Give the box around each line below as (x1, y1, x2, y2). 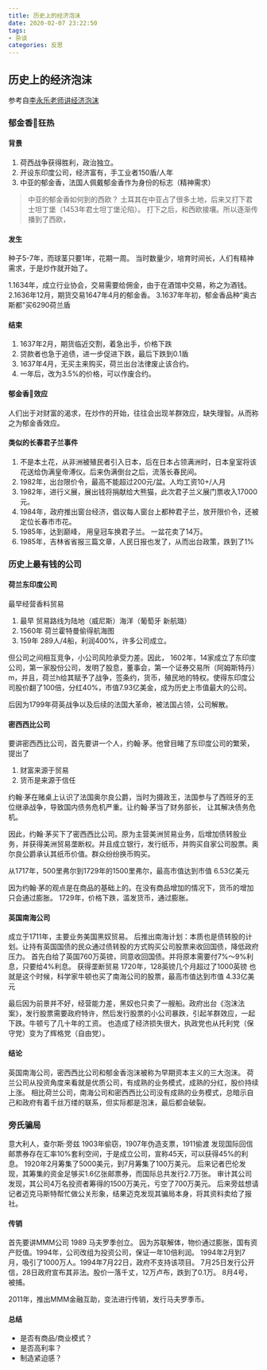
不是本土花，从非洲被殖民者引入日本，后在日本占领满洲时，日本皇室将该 (19, 457, 257, 466)
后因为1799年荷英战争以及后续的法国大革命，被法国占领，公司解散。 (8, 700, 233, 709)
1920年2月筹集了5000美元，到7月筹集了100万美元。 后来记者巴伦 (23, 1159, 240, 1168)
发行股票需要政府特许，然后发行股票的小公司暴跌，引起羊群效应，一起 (25, 1009, 256, 1019)
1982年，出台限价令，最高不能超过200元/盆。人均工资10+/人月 (19, 477, 226, 486)
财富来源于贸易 (19, 766, 69, 775)
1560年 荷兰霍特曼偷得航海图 (19, 626, 115, 635)
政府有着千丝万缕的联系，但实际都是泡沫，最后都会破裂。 (21, 1097, 211, 1107)
